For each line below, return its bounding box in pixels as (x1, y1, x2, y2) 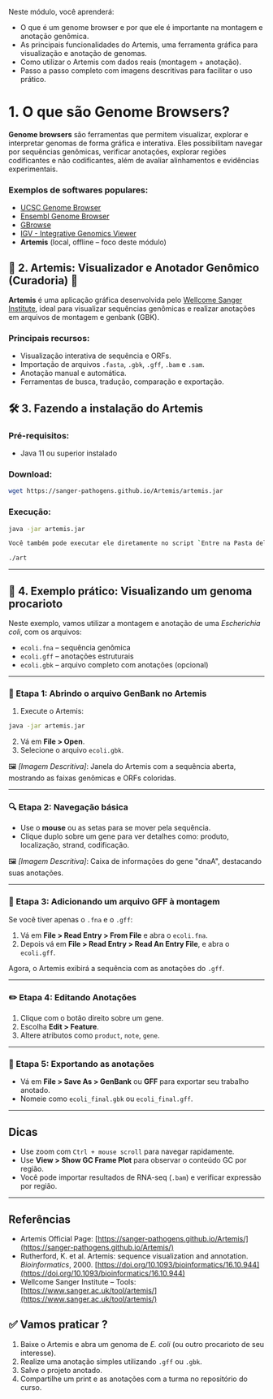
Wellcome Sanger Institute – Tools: (19, 1276, 136, 1286)
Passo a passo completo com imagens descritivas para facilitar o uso (19, 66, 253, 76)
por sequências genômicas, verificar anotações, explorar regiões (8, 146, 227, 157)
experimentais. (8, 164, 58, 174)
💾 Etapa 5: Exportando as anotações (8, 1058, 154, 1069)
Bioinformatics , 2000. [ (19, 1259, 98, 1269)
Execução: (8, 507, 51, 518)
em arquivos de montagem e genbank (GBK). (8, 313, 160, 322)
